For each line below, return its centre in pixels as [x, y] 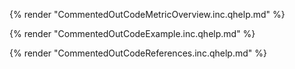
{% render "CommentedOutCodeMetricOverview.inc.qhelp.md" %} [147, 14]
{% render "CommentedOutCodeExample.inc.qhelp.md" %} [132, 33]
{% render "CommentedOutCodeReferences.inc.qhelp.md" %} [138, 53]
